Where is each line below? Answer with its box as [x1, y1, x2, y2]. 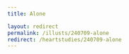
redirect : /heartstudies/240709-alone [7, 36, 122, 43]
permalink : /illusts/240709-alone [7, 29, 110, 36]
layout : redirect [7, 22, 59, 30]
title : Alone [7, 10, 46, 18]
